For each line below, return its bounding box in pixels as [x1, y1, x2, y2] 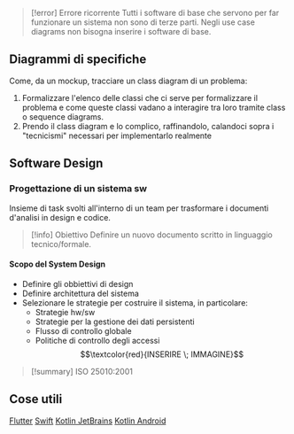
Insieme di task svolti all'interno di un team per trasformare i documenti [9, 203, 269, 213]
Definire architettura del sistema [21, 288, 140, 298]
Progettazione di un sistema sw [9, 182, 148, 195]
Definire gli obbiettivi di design [21, 278, 134, 289]
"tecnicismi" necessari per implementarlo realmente [21, 130, 213, 141]
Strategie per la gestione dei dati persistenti [35, 316, 195, 327]
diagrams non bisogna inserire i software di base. [30, 27, 212, 36]
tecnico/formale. [30, 238, 91, 249]
